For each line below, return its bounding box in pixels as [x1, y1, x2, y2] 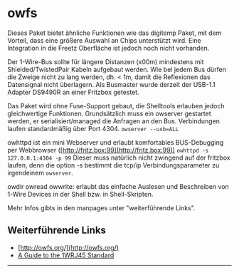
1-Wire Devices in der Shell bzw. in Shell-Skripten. [7, 190, 154, 198]
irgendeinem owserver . [7, 168, 73, 177]
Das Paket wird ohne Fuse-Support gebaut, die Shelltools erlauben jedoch [7, 101, 225, 110]
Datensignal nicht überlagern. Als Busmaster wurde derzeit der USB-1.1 [7, 80, 216, 88]
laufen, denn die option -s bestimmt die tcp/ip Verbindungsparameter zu [7, 160, 220, 169]
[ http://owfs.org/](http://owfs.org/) [17, 243, 119, 252]
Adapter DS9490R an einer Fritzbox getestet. [7, 88, 140, 96]
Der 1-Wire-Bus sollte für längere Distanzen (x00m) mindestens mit [7, 57, 204, 66]
